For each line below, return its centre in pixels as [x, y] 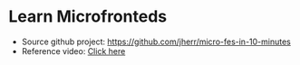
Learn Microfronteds [88, 17]
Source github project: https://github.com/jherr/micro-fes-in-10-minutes [156, 42]
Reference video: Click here [73, 51]
